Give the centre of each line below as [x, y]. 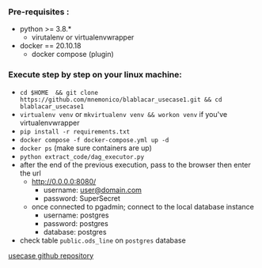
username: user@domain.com [93, 190]
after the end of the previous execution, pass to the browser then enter [135, 164]
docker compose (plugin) [73, 55]
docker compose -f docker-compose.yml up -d [94, 140]
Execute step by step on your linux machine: [95, 75]
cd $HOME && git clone [59, 92]
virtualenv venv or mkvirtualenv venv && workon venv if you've [123, 114]
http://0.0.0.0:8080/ [64, 181]
